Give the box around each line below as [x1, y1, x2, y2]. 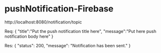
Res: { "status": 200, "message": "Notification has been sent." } [4, 42, 131, 48]
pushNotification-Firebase [4, 3, 114, 14]
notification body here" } [4, 33, 54, 39]
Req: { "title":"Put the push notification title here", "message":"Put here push [4, 28, 157, 34]
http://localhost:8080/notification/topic [4, 19, 82, 25]
